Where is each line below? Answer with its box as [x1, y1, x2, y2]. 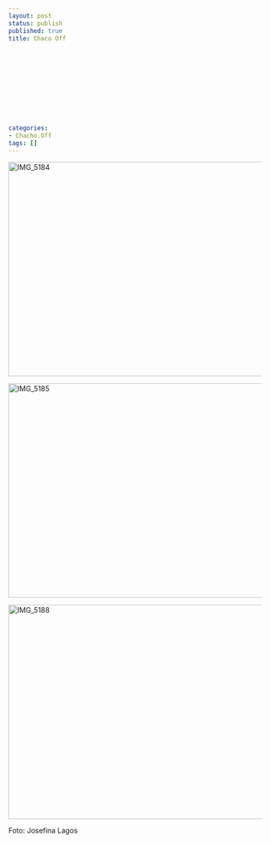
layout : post [8, 11, 52, 20]
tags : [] [8, 138, 38, 147]
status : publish [8, 19, 63, 27]
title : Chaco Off [8, 34, 67, 43]
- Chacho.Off [8, 131, 52, 139]
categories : [8, 124, 48, 132]
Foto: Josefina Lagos [8, 825, 78, 835]
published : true [8, 27, 63, 35]
